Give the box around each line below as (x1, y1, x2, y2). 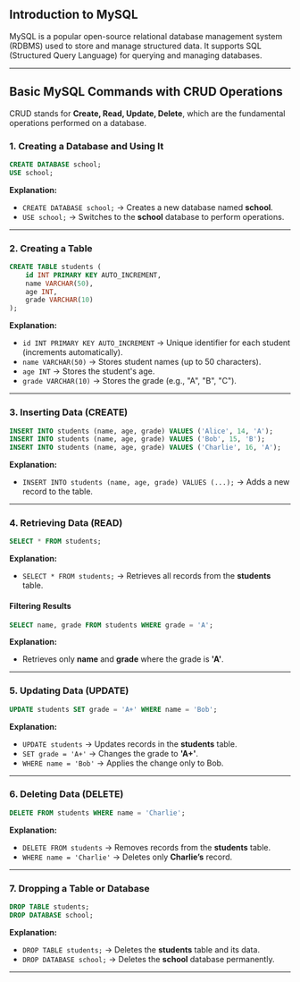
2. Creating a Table (9, 241, 93, 254)
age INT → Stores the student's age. (21, 366, 155, 377)
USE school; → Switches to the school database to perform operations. (21, 211, 285, 222)
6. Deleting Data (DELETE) (9, 788, 124, 800)
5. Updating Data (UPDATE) (9, 684, 129, 697)
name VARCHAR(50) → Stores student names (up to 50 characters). (21, 357, 262, 368)
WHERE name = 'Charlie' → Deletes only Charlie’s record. (21, 851, 233, 862)
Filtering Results (9, 600, 71, 611)
